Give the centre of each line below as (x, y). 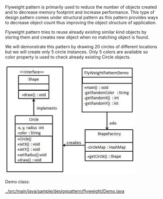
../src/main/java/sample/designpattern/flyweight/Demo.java (65, 191)
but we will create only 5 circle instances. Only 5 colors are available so (77, 52)
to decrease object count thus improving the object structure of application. (81, 22)
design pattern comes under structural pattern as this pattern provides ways (81, 17)
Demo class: (18, 182)
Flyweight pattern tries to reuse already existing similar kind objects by (76, 32)
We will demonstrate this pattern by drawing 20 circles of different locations (81, 47)
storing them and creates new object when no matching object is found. (77, 37)
